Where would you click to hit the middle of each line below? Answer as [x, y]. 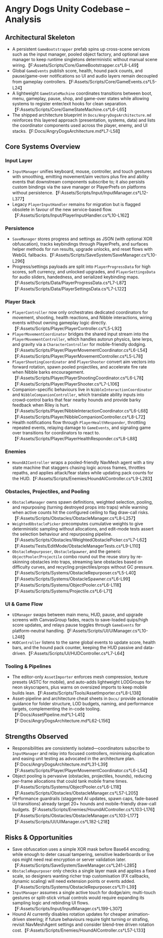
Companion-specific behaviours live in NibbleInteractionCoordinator [82, 389]
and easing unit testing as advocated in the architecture [68, 759]
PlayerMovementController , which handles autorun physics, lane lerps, [82, 339]
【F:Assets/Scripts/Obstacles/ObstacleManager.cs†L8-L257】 [75, 518]
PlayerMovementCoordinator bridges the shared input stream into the [80, 334]
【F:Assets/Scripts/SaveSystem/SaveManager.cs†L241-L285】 [75, 865]
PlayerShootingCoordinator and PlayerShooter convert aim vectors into [83, 362]
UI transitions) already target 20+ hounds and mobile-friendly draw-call [84, 804]
